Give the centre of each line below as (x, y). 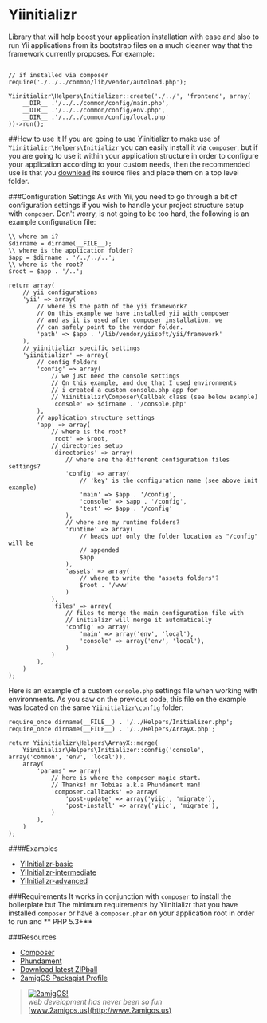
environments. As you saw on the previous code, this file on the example (128, 699)
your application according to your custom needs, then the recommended (130, 164)
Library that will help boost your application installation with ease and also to (134, 37)
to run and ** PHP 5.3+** (51, 921)
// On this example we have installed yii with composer (133, 313)
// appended (99, 550)
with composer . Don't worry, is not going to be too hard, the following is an (129, 214)
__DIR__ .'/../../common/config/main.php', (96, 103)
